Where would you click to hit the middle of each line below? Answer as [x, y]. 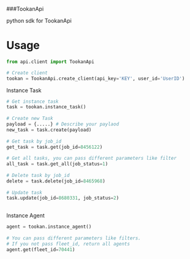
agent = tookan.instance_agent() [49, 227]
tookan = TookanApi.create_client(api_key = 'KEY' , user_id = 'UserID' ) [96, 78]
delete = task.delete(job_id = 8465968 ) [56, 181]
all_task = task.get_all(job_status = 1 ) [57, 164]
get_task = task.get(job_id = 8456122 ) [55, 147]
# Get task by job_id [34, 141]
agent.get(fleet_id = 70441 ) [41, 250]
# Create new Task [30, 119]
